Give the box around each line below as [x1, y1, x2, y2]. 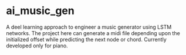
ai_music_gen [6, 4, 75, 18]
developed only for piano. [6, 42, 69, 49]
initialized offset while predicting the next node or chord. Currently [6, 36, 167, 43]
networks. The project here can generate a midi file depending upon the [6, 29, 180, 36]
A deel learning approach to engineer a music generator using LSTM [6, 23, 172, 30]
